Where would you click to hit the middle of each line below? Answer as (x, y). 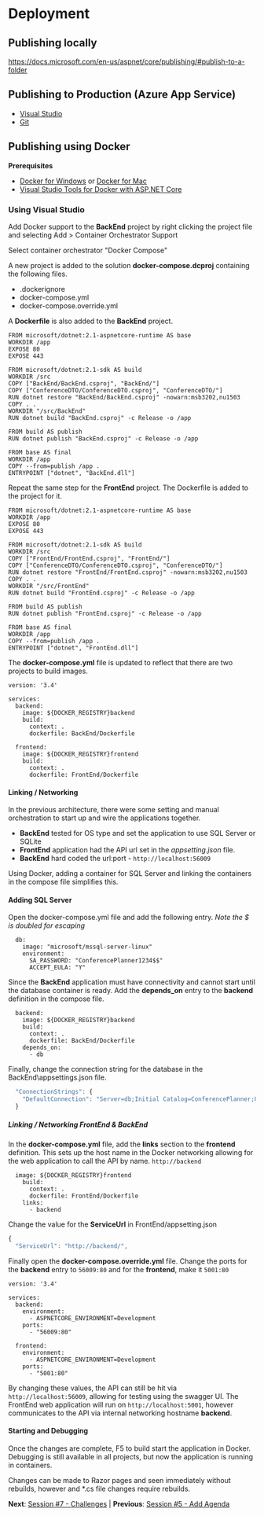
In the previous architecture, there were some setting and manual (114, 810)
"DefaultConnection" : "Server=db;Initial (91, 1099)
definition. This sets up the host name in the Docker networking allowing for (131, 1152)
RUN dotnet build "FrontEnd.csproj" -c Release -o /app (101, 593)
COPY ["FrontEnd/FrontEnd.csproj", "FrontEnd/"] (89, 558)
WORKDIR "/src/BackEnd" (47, 411)
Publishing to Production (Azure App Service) (122, 95)
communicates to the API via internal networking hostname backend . (120, 1413)
